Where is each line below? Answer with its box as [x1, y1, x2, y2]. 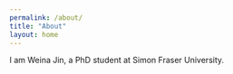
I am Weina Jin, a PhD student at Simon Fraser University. [9, 55, 225, 66]
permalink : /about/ [9, 13, 83, 23]
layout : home [9, 30, 59, 39]
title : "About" [9, 22, 67, 31]
